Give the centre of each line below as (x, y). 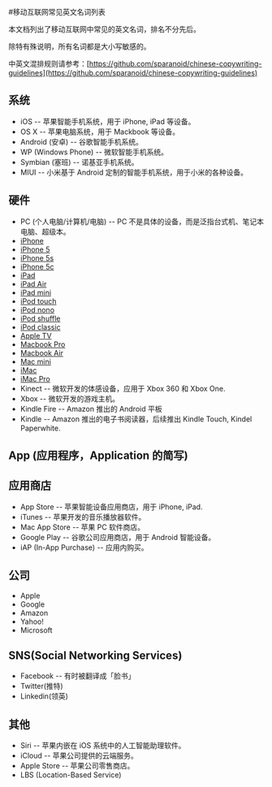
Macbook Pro (43, 344)
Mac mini (35, 361)
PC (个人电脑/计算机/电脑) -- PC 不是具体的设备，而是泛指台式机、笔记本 (142, 221)
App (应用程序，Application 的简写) (98, 456)
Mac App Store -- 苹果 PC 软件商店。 (82, 527)
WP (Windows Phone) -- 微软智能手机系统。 (94, 152)
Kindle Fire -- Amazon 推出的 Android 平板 (91, 409)
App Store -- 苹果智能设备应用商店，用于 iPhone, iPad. (111, 507)
